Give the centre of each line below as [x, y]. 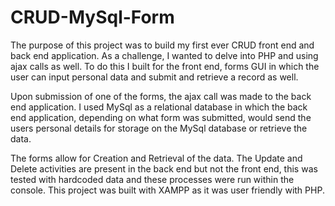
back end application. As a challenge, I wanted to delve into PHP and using [164, 55]
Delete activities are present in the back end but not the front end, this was [164, 168]
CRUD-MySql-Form [92, 17]
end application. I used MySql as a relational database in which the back [159, 107]
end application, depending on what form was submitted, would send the [161, 117]
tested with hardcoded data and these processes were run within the [152, 179]
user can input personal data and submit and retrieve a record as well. [154, 77]
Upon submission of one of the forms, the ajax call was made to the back [161, 96]
